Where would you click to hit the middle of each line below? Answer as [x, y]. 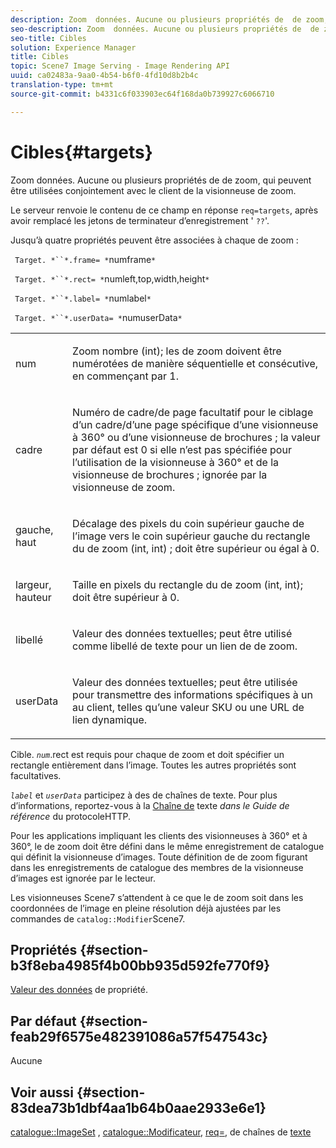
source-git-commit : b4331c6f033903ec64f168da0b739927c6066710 [142, 94]
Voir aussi [42, 1092]
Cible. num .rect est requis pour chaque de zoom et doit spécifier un [147, 754]
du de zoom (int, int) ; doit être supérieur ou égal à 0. [196, 548]
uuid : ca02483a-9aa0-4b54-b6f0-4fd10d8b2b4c [104, 76]
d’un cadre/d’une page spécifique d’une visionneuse [195, 424]
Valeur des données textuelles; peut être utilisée [185, 682]
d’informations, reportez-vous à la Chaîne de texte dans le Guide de [150, 805]
